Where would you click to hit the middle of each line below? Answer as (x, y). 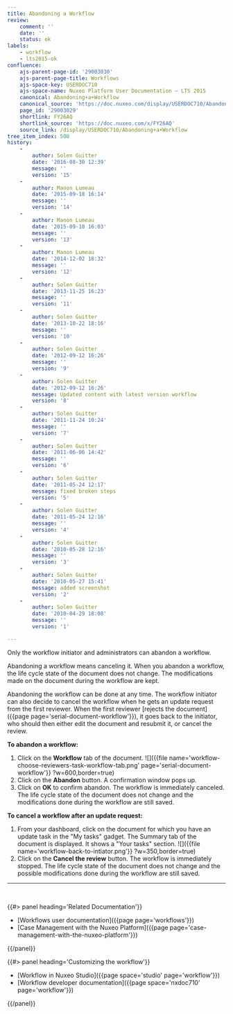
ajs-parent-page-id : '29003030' (66, 71)
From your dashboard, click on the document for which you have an (114, 829)
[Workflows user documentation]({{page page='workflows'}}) (105, 920)
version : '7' (51, 433)
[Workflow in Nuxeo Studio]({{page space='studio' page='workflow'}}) (119, 975)
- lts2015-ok (38, 59)
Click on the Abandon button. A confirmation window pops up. (107, 780)
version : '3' (51, 562)
